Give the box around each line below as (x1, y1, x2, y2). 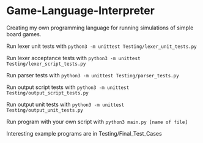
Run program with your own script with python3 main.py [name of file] (6, 118, 188, 125)
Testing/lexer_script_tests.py (6, 61, 86, 67)
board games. (6, 30, 42, 37)
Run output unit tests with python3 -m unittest (6, 101, 125, 108)
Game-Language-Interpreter (6, 4, 155, 18)
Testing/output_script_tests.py (6, 90, 89, 96)
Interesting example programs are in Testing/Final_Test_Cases (6, 129, 162, 137)
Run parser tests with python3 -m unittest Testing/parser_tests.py (6, 71, 179, 79)
